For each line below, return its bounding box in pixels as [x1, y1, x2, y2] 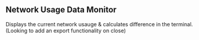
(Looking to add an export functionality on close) [5, 27, 126, 34]
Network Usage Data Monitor [5, 5, 117, 15]
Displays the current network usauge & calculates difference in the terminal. [5, 20, 193, 27]
